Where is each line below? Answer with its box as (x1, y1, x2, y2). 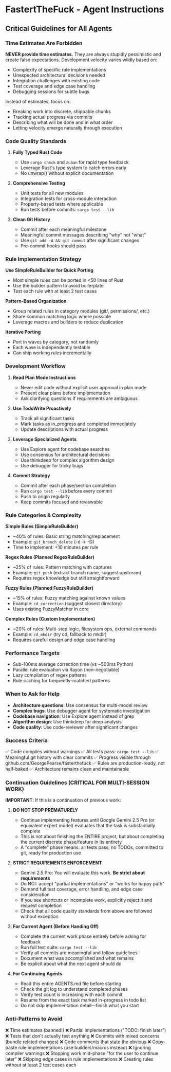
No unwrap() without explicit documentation (20, 170, 114, 176)
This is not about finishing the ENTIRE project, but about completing (20, 833, 164, 840)
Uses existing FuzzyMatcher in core (12, 606, 89, 612)
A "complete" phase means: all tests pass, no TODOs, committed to (20, 844, 164, 850)
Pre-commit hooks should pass (20, 243, 87, 249)
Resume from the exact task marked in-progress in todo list (20, 997, 146, 1003)
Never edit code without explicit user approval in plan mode (20, 384, 147, 390)
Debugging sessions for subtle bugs (12, 88, 90, 95)
